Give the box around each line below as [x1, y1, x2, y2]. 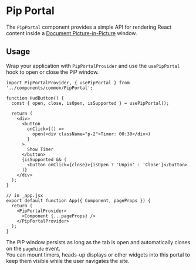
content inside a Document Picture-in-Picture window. [6, 29, 137, 36]
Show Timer [27, 146, 54, 152]
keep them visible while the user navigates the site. [6, 257, 130, 264]
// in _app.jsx [6, 192, 43, 199]
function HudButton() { [6, 95, 65, 101]
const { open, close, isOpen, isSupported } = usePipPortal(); [11, 100, 169, 106]
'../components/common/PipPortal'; [6, 85, 93, 91]
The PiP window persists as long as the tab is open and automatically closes [6, 238, 191, 245]
